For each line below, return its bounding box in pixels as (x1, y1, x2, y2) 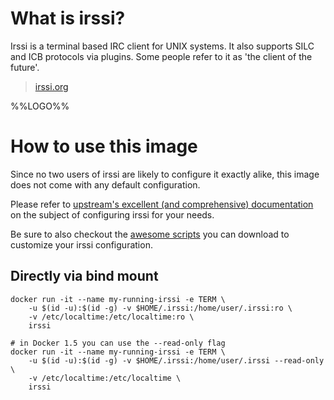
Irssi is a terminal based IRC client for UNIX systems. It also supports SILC (10, 40, 315, 52)
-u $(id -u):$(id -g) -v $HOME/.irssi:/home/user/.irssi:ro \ (28, 303, 293, 313)
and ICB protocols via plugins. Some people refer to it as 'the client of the (10, 50, 313, 62)
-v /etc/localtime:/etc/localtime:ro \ (28, 312, 195, 322)
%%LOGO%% (10, 100, 70, 112)
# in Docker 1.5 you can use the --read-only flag (10, 338, 226, 348)
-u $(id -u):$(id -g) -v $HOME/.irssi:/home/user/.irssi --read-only (28, 355, 325, 366)
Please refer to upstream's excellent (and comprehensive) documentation (10, 198, 314, 210)
